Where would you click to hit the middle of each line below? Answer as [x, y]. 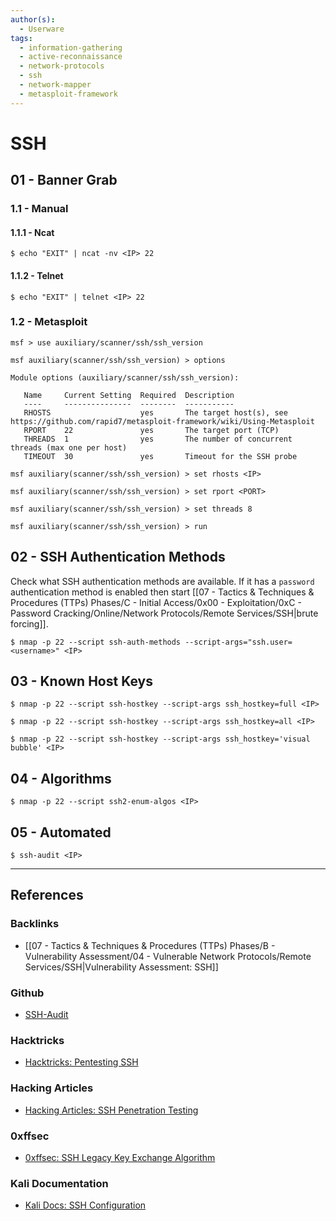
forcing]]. [29, 623]
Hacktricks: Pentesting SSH [81, 1062]
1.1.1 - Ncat [32, 232]
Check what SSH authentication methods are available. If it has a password [162, 581]
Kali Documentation [59, 1183]
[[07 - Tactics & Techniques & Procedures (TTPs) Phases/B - [150, 945]
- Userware [42, 29]
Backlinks [35, 924]
